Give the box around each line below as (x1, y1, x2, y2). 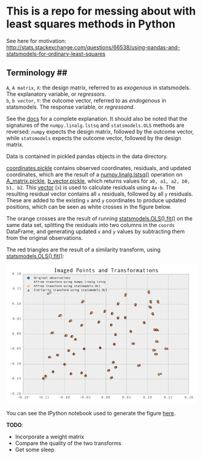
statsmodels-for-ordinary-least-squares (6, 50, 106, 57)
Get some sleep (15, 446, 54, 454)
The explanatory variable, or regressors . (6, 90, 106, 98)
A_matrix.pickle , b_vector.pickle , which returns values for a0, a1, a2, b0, (6, 177, 191, 185)
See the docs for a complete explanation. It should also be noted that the (6, 115, 187, 122)
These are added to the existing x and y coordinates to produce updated (6, 196, 186, 204)
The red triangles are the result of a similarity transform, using (6, 246, 161, 253)
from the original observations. (6, 234, 83, 241)
